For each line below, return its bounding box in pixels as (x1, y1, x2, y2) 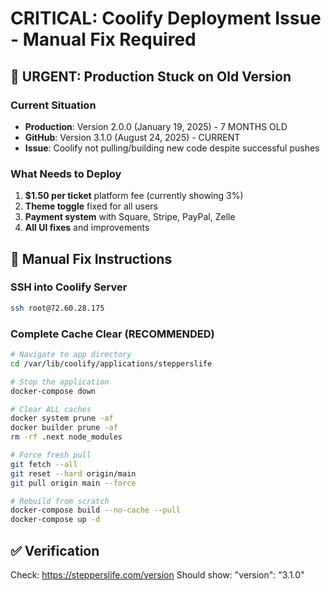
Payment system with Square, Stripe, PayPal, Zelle (24, 211, 236, 223)
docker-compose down (10, 386, 97, 396)
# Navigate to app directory (10, 350, 132, 360)
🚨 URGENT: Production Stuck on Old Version (10, 68, 292, 85)
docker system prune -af (10, 413, 114, 424)
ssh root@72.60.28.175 (10, 303, 105, 313)
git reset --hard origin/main (10, 468, 137, 479)
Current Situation (10, 98, 97, 112)
